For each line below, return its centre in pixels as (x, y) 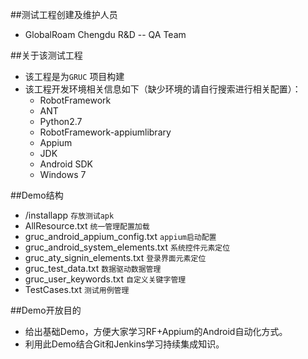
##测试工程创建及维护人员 (64, 14)
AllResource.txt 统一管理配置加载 (87, 226)
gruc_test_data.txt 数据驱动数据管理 (93, 268)
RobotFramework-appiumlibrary (105, 132)
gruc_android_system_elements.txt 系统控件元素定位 (127, 247)
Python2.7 (61, 121)
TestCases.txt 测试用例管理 (77, 289)
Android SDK (66, 164)
